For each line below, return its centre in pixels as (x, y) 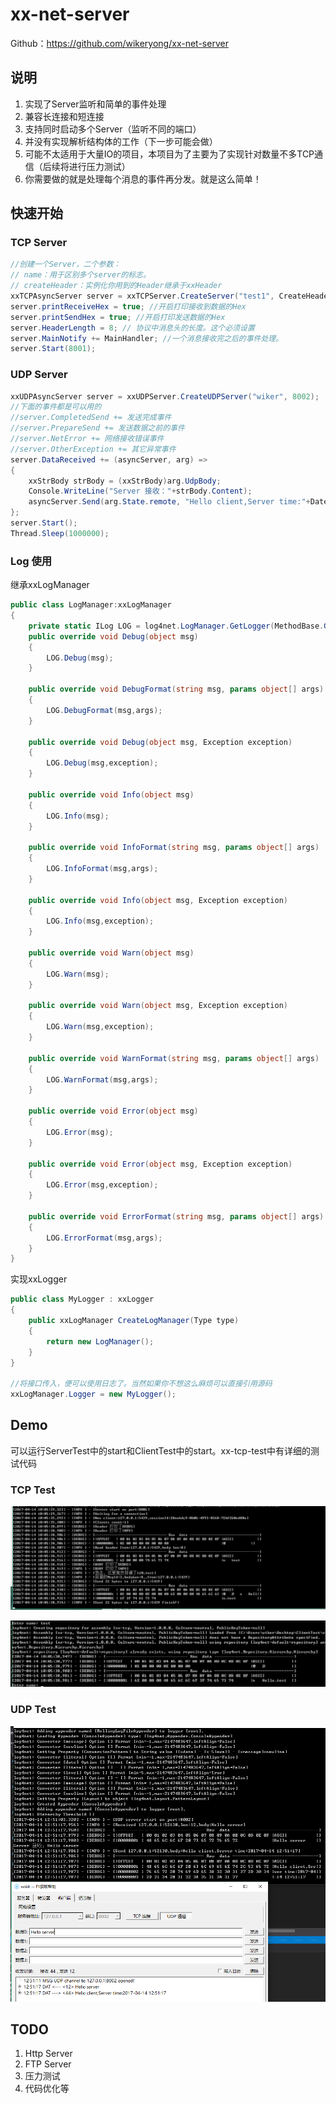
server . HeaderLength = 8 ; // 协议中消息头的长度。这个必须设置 (132, 328)
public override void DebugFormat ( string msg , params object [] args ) (176, 689)
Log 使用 (31, 561)
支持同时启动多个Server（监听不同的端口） (113, 129)
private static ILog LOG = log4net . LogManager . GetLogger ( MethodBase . (176, 626)
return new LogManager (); (100, 1341)
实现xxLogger (39, 1279)
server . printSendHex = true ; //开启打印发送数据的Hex (118, 317)
